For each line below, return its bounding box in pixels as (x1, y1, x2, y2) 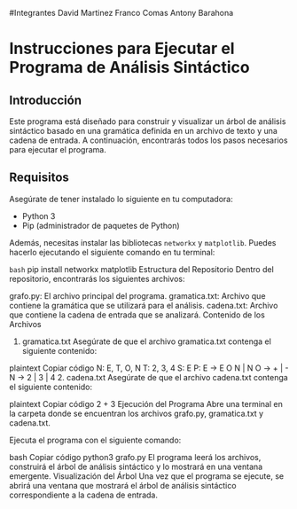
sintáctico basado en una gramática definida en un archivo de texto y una (9, 126, 277, 136)
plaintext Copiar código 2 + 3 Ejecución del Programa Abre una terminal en (9, 398, 284, 409)
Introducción (9, 92, 82, 107)
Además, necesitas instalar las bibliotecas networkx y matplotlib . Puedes (9, 237, 277, 247)
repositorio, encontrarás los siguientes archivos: (9, 273, 185, 284)
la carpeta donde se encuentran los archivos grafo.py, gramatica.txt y (9, 408, 264, 419)
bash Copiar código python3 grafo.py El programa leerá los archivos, (9, 451, 262, 462)
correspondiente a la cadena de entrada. (9, 489, 158, 500)
